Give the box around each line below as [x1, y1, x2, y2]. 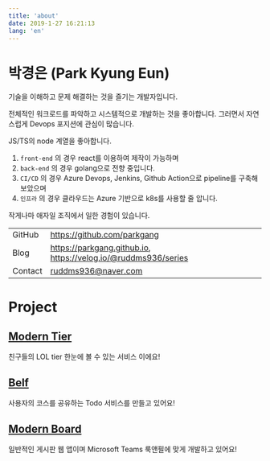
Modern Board [8, 422, 82, 435]
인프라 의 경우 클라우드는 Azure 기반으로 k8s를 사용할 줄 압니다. [19, 194, 219, 204]
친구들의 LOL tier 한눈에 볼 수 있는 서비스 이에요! [8, 352, 161, 362]
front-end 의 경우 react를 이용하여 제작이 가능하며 [19, 154, 179, 163]
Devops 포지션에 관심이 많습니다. [29, 119, 135, 129]
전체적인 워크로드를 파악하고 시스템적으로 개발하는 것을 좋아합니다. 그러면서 [8, 109, 245, 119]
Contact [12, 265, 43, 277]
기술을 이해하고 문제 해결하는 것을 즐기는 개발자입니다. [8, 92, 178, 101]
